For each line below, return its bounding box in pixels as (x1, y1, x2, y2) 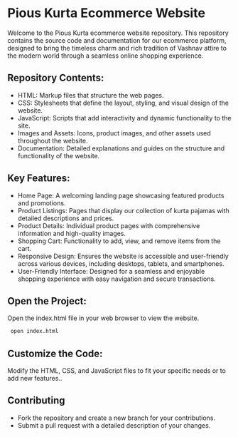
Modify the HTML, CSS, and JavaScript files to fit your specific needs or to (7, 366, 226, 375)
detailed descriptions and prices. (17, 214, 114, 222)
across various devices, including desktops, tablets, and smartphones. (17, 259, 225, 268)
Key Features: (7, 173, 70, 185)
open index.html (10, 328, 59, 335)
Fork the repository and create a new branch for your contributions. (17, 413, 215, 422)
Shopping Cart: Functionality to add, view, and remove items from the (17, 237, 221, 245)
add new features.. (7, 374, 63, 383)
